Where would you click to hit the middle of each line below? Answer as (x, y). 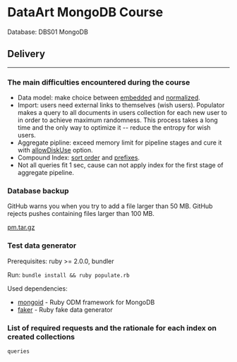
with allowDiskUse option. (55, 150)
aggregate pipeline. (45, 173)
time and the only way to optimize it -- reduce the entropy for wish (114, 128)
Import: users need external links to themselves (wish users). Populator (121, 105)
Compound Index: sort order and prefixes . (78, 158)
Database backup (38, 191)
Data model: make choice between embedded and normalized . (109, 98)
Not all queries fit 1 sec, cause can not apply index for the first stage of (120, 165)
